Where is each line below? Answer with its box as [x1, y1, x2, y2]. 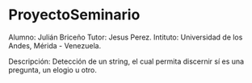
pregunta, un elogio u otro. [8, 64, 97, 74]
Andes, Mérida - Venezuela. [8, 40, 102, 50]
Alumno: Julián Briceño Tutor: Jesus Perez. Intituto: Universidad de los [8, 32, 243, 42]
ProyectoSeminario [8, 6, 141, 24]
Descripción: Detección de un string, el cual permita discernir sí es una [8, 56, 245, 66]
